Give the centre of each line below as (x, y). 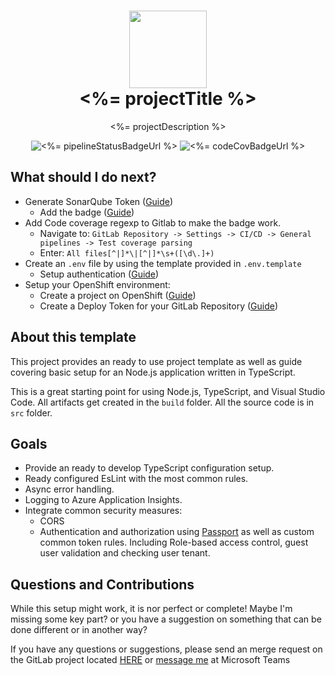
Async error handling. (69, 489)
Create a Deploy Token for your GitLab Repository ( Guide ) (159, 306)
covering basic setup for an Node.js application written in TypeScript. (153, 372)
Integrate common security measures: (103, 511)
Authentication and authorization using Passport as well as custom (177, 532)
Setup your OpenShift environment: (97, 284)
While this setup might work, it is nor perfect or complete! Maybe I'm (151, 609)
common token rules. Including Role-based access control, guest (174, 542)
